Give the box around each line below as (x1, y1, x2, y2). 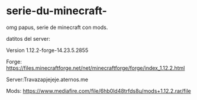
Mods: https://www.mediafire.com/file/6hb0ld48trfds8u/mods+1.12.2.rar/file (6, 87, 191, 94)
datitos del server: (6, 35, 50, 42)
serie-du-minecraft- (6, 4, 108, 18)
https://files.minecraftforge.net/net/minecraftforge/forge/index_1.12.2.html (6, 64, 185, 72)
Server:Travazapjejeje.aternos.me (6, 76, 89, 83)
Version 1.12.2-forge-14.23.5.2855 (6, 46, 89, 54)
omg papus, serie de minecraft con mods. (6, 24, 108, 31)
